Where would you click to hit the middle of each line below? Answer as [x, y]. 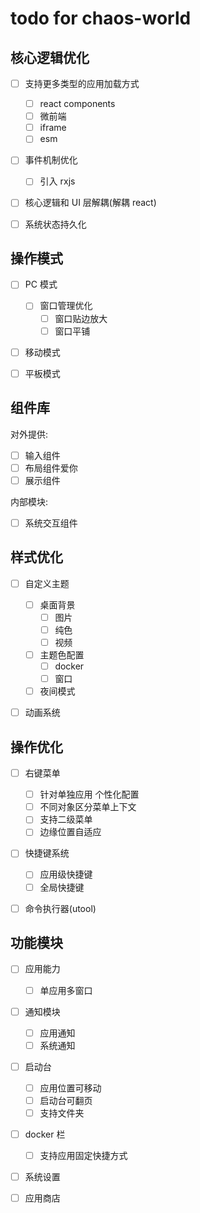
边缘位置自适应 [70, 832]
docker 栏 [45, 1134]
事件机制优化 [51, 160]
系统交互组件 [51, 523]
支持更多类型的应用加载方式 [82, 83]
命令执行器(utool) [60, 908]
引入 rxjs [57, 181]
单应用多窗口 [66, 990]
